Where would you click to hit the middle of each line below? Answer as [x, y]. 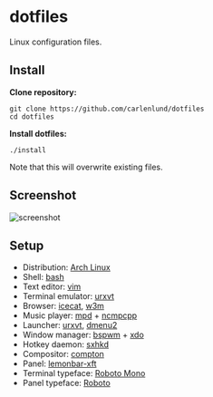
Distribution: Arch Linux [66, 267]
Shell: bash [44, 277]
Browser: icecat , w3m [63, 306]
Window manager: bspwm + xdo [83, 335]
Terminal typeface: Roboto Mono [84, 373]
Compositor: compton [63, 354]
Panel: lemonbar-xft [59, 363]
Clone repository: [43, 92]
